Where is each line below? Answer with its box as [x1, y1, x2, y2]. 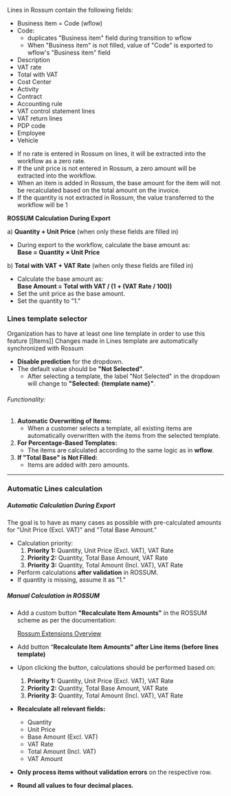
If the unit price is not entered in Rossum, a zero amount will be [16, 165, 197, 172]
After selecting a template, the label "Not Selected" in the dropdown [27, 372, 220, 381]
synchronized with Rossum [7, 344, 84, 353]
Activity [16, 85, 39, 93]
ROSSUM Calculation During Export [7, 214, 111, 222]
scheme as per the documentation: [16, 616, 117, 625]
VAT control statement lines [16, 107, 96, 115]
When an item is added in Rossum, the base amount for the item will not [16, 179, 221, 187]
